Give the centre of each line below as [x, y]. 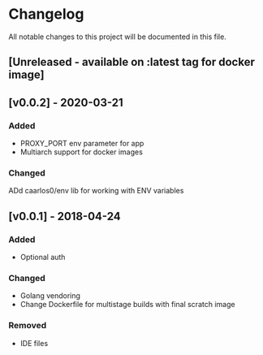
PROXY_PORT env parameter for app [82, 144]
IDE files [34, 343]
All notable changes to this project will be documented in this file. [118, 37]
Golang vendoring [50, 296]
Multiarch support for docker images [82, 152]
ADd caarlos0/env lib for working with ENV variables [96, 191]
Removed [28, 326]
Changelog [46, 14]
